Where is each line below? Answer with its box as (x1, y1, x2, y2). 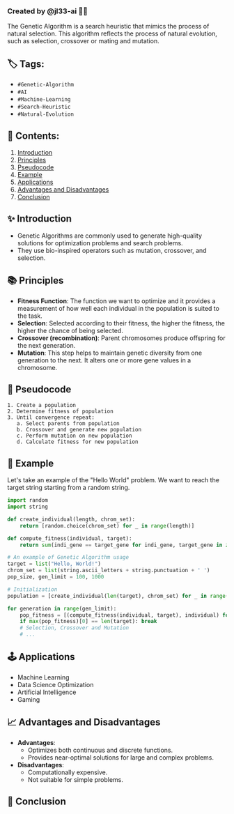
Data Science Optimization (17, 680, 94, 689)
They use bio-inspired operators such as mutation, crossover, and (17, 246, 207, 254)
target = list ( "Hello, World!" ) (7, 560, 101, 567)
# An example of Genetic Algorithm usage (7, 554, 130, 561)
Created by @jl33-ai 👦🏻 (7, 6, 88, 16)
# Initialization (7, 585, 58, 593)
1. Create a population (7, 402, 77, 409)
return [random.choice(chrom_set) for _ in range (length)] (19, 522, 195, 529)
